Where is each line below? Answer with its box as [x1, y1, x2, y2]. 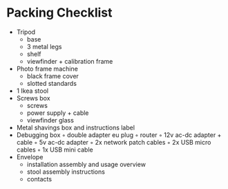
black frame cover [26, 71, 79, 80]
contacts [26, 174, 53, 183]
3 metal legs [26, 42, 62, 51]
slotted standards [26, 79, 77, 87]
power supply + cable [26, 109, 89, 117]
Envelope [16, 152, 44, 161]
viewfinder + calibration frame [26, 57, 113, 65]
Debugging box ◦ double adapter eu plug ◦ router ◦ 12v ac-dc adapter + [16, 130, 222, 139]
